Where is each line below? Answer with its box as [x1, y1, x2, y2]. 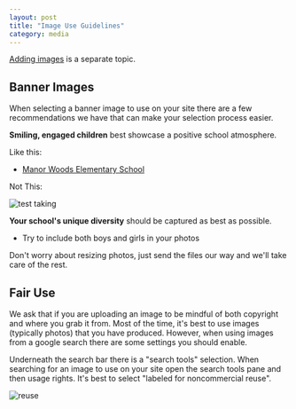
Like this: [9, 147, 43, 158]
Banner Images [9, 79, 95, 94]
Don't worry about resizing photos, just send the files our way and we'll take [9, 250, 287, 261]
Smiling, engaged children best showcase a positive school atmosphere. [9, 130, 277, 140]
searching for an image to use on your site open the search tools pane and [9, 364, 282, 374]
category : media [9, 29, 69, 38]
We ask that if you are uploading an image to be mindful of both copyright [9, 309, 279, 319]
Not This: [9, 181, 43, 192]
